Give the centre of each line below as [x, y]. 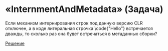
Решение [15, 43]
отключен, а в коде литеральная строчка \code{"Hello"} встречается [79, 28]
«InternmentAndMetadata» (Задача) [84, 9]
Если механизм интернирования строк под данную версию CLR [74, 23]
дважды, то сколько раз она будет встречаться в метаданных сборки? [81, 33]
